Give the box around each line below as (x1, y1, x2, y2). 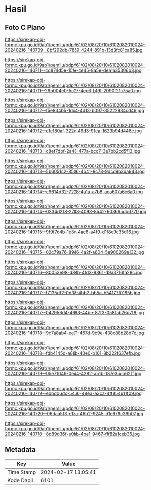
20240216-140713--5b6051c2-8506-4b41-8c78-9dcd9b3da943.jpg (5, 168, 145, 174)
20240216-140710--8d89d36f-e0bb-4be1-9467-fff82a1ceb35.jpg (5, 431, 140, 437)
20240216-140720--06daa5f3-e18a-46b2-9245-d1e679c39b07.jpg (5, 411, 143, 416)
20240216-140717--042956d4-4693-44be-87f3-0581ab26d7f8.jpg (5, 310, 144, 315)
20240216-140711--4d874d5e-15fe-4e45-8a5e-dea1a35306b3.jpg (5, 67, 142, 73)
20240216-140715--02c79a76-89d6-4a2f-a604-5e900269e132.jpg (5, 249, 144, 255)
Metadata (5, 445, 36, 454)
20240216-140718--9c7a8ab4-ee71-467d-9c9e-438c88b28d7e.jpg (5, 330, 144, 336)
